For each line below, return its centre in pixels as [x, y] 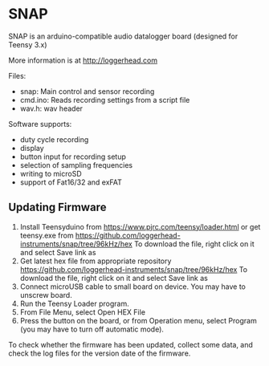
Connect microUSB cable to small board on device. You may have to [133, 287]
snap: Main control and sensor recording [87, 91]
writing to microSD [51, 173]
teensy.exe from [47, 235]
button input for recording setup [73, 157]
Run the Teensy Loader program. [75, 303]
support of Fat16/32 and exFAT [71, 182]
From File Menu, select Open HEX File [83, 312]
